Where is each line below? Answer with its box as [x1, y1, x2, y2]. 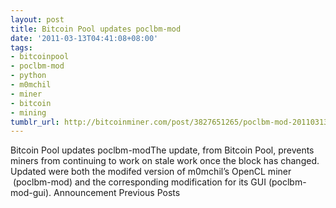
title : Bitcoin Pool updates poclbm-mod [10, 24, 182, 34]
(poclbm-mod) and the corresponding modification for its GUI [12, 176, 267, 188]
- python [10, 71, 47, 81]
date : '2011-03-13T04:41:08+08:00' [10, 33, 159, 43]
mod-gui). [10, 187, 52, 199]
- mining [10, 107, 47, 118]
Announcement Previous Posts [53, 187, 181, 199]
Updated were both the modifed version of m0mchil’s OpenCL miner [10, 166, 292, 178]
